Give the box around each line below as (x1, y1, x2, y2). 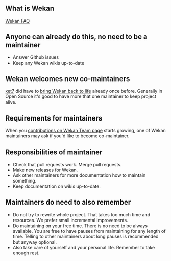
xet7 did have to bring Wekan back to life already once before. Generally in (5, 88, 162, 94)
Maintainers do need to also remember (5, 198, 131, 207)
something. (12, 178, 37, 184)
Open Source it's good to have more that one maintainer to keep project (5, 93, 157, 99)
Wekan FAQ (5, 17, 30, 24)
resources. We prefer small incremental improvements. (12, 217, 129, 223)
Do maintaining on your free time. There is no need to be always (12, 223, 148, 229)
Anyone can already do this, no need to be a (5, 33, 148, 42)
